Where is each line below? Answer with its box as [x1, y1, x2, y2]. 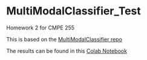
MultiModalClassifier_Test [6, 4, 141, 18]
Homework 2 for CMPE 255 [6, 24, 74, 31]
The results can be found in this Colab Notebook [6, 47, 127, 55]
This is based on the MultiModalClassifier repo [6, 35, 123, 43]
